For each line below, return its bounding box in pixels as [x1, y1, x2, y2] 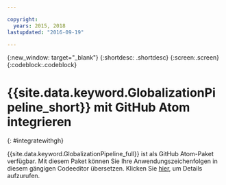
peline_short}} [7, 99, 91, 115]
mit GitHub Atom [93, 99, 190, 115]
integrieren [7, 114, 72, 129]
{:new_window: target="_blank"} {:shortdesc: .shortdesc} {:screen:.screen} [7, 53, 220, 62]
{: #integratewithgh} [7, 136, 64, 145]
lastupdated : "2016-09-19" [7, 29, 84, 36]
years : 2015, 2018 [13, 22, 66, 29]
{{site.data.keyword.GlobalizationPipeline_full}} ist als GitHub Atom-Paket [7, 150, 214, 158]
